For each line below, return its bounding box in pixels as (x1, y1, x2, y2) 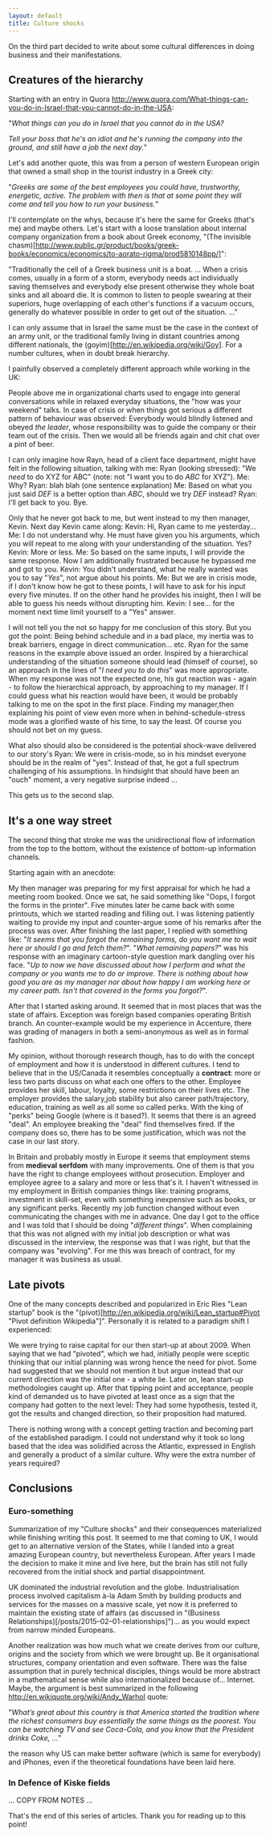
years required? (8, 1458, 60, 1467)
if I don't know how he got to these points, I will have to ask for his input (8, 582, 247, 591)
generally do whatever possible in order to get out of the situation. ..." (8, 307, 239, 317)
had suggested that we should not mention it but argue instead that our (8, 1365, 243, 1375)
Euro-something (8, 1506, 74, 1517)
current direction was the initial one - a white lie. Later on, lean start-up (8, 1374, 243, 1384)
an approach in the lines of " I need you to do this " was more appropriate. (8, 665, 250, 675)
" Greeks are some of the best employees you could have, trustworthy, (8, 182, 241, 192)
